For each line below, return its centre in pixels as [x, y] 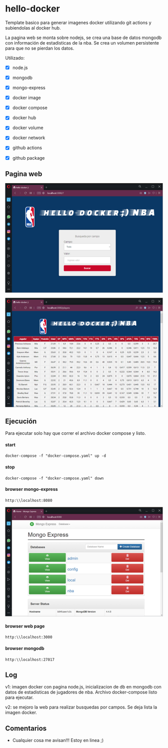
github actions [27, 148]
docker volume [28, 128]
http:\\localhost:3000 [29, 637]
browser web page [25, 626]
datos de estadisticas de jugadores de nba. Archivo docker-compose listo [81, 692]
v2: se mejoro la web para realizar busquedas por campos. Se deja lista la [81, 707]
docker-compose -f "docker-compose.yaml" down [54, 478]
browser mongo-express [32, 489]
